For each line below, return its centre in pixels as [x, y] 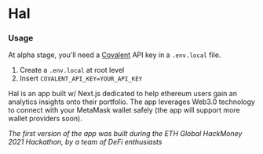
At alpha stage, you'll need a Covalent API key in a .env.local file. [115, 55]
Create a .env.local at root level [72, 70]
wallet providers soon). [45, 119]
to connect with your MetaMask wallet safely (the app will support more [124, 110]
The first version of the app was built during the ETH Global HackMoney [125, 134]
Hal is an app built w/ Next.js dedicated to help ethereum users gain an [123, 94]
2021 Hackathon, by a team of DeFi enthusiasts [85, 142]
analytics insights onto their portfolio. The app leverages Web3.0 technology [131, 102]
